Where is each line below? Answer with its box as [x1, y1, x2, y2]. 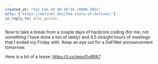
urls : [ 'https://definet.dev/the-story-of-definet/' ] [5, 12, 116, 16]
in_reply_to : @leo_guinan [5, 16, 57, 21]
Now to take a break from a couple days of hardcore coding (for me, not [5, 29, 149, 35]
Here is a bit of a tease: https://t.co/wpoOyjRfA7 [5, 54, 101, 60]
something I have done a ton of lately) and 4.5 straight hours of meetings [5, 34, 151, 40]
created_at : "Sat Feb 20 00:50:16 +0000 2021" [5, 7, 101, 12]
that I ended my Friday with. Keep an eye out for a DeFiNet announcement [5, 39, 153, 45]
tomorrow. [5, 44, 26, 51]
